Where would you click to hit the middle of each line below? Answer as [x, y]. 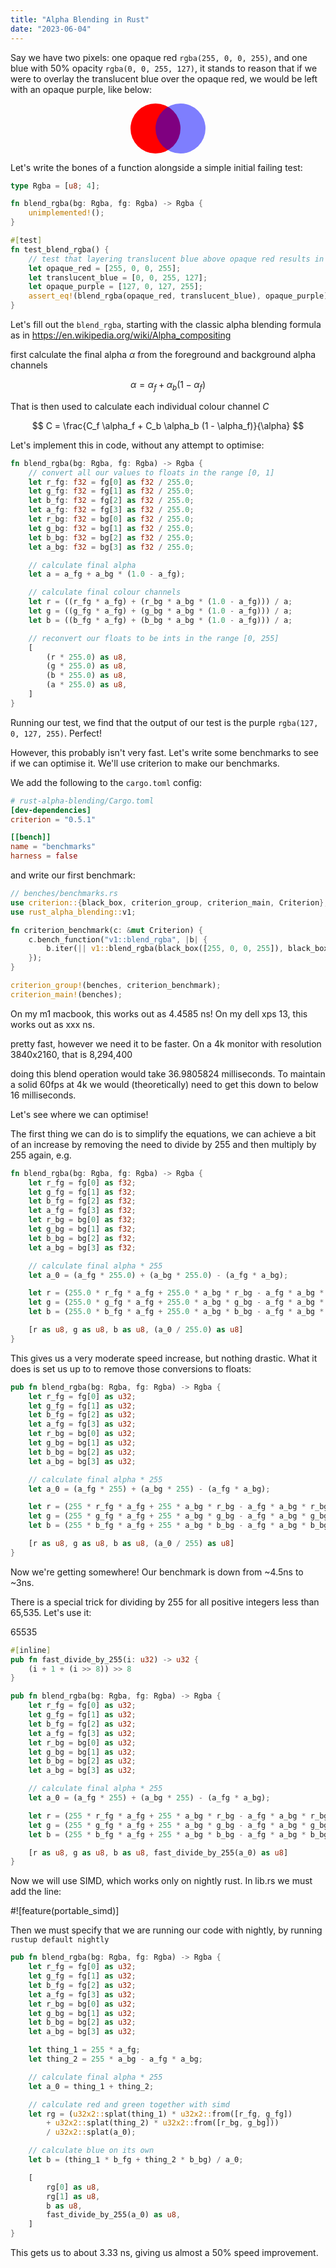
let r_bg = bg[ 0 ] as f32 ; [82, 1220]
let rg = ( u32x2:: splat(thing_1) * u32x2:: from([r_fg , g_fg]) [160, 2114]
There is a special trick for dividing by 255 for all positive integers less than [165, 1602]
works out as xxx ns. [53, 1024]
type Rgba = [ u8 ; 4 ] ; [55, 186]
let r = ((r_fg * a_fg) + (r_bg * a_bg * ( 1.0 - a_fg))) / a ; [160, 602]
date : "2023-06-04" [51, 29]
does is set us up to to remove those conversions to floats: [131, 1368]
